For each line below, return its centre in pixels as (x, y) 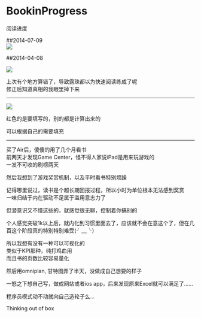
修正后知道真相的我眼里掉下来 (43, 89)
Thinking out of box (30, 308)
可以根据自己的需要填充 (35, 131)
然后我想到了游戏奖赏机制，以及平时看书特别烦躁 (66, 177)
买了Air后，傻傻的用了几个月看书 (46, 149)
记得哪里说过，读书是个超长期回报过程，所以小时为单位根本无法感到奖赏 (95, 190)
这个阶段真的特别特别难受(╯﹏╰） (54, 230)
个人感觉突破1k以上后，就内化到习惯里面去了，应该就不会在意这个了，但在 (98, 223)
